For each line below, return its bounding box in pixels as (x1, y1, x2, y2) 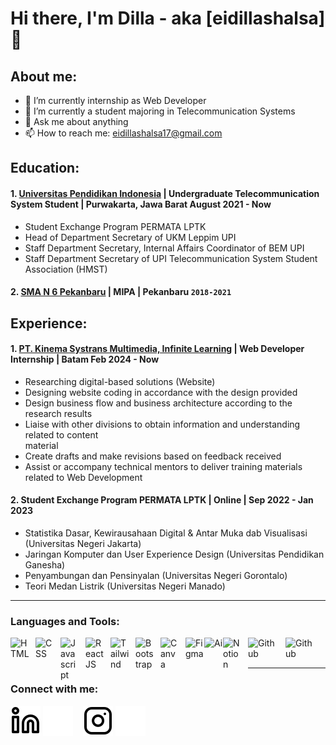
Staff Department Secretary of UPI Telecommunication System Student (24, 252, 318, 264)
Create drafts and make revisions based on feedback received (24, 450, 282, 462)
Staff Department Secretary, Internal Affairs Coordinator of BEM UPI (24, 242, 305, 254)
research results (24, 407, 93, 419)
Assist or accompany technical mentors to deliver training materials (24, 460, 303, 472)
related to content (24, 428, 99, 441)
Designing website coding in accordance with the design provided (24, 386, 298, 398)
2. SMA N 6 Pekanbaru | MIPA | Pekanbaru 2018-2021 (10, 286, 232, 298)
